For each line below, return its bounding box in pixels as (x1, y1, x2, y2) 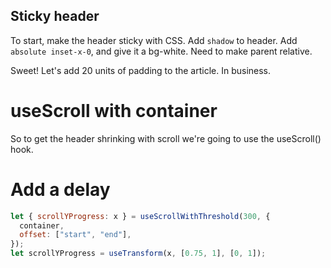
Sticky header (10, 8, 100, 25)
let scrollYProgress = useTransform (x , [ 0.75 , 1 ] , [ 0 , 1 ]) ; (10, 249, 267, 259)
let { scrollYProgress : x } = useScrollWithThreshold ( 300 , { (10, 211, 271, 221)
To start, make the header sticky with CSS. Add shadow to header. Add (10, 34, 298, 46)
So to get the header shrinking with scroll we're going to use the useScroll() (10, 132, 322, 144)
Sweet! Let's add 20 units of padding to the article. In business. (10, 64, 272, 76)
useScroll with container (10, 100, 218, 122)
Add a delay (10, 178, 111, 201)
